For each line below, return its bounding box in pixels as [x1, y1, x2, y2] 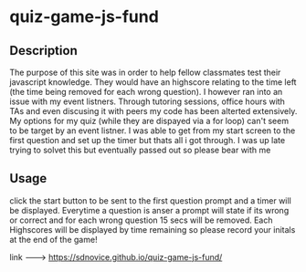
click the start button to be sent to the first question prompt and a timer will [9, 194, 292, 206]
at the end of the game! [9, 234, 98, 245]
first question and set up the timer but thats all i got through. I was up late [9, 135, 286, 145]
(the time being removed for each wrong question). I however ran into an [9, 87, 283, 97]
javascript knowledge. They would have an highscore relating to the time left [9, 77, 297, 88]
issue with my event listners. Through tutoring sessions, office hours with [9, 96, 286, 107]
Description [9, 43, 78, 58]
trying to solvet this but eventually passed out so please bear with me [9, 144, 271, 155]
